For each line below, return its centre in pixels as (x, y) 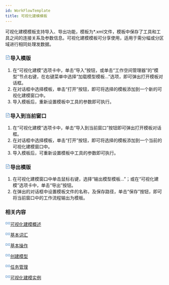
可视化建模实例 (26, 277)
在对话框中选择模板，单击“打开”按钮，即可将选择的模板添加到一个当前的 (87, 140)
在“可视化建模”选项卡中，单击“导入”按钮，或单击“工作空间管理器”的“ (83, 70)
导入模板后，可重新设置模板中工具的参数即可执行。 (65, 153)
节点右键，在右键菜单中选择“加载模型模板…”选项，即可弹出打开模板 (89, 76)
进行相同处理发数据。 (31, 44)
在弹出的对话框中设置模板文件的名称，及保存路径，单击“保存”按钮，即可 (87, 192)
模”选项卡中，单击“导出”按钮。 (44, 185)
